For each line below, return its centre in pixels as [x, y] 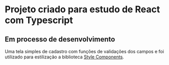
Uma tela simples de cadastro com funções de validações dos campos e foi [84, 51]
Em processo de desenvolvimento [60, 39]
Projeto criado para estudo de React [82, 9]
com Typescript [39, 20]
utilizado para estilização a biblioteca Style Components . [65, 57]
